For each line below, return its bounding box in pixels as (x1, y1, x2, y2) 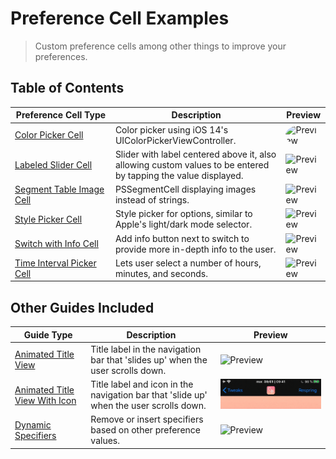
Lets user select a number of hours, (114, 257, 262, 269)
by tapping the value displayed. (114, 169, 244, 181)
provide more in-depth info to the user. (114, 243, 277, 255)
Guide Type (23, 328, 73, 341)
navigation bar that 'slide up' (90, 389, 208, 401)
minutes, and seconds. (114, 267, 209, 279)
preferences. (34, 50, 88, 62)
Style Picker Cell (14, 213, 83, 225)
